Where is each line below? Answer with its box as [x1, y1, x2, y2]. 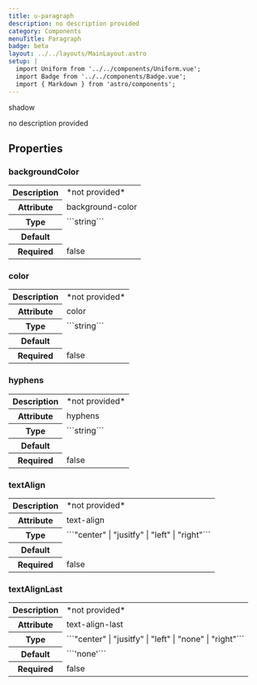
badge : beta [8, 42, 49, 50]
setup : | [8, 58, 38, 66]
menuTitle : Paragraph [8, 34, 82, 43]
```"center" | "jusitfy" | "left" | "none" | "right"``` [66, 634, 245, 645]
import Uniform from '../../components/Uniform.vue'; [15, 65, 201, 73]
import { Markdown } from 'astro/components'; [15, 80, 176, 88]
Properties [8, 142, 63, 155]
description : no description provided [8, 20, 139, 28]
